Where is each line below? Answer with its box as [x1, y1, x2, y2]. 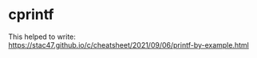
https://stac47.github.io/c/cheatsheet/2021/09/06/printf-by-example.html [8, 40, 249, 49]
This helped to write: [8, 32, 76, 41]
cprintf [8, 6, 54, 24]
